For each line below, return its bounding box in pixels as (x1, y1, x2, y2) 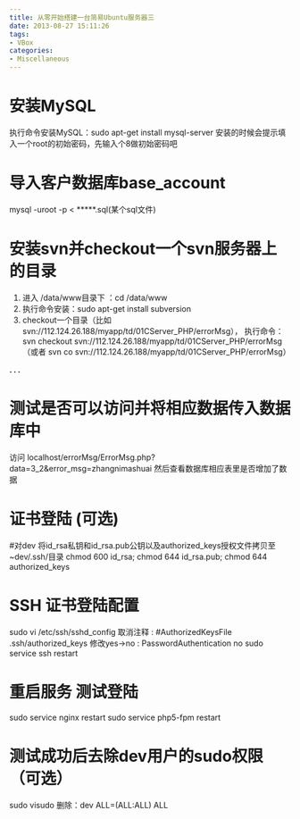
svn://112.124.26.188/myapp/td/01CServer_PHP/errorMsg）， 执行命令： (21, 325, 284, 336)
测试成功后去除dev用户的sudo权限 (9, 746, 263, 766)
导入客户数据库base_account (9, 173, 226, 193)
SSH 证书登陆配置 (9, 595, 140, 615)
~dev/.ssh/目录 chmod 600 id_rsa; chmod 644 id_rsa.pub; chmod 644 (9, 551, 268, 562)
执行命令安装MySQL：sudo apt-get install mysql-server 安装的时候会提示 (9, 127, 279, 138)
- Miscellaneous (9, 54, 70, 63)
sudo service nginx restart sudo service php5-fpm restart (9, 712, 221, 723)
